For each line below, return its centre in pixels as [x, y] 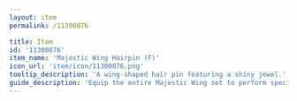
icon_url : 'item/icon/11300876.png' [76, 66]
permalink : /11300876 [49, 26]
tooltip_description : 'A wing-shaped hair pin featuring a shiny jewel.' [148, 75]
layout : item [33, 17]
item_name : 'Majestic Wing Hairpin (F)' [85, 58]
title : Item [31, 42]
